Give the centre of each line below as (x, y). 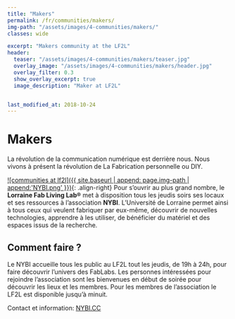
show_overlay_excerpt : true (55, 79)
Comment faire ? (45, 247)
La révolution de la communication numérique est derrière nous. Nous (109, 159)
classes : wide (28, 34)
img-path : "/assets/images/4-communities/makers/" (83, 27)
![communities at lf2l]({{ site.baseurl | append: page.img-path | (99, 180)
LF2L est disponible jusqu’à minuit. (57, 294)
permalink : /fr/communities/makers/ (61, 20)
